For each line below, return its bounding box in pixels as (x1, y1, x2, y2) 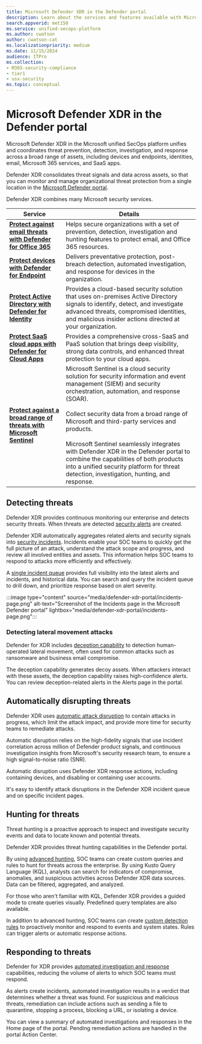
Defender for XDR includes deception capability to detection (6, 642, 156, 649)
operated (6, 648, 29, 655)
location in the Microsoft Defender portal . (6, 184, 109, 191)
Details (119, 210, 140, 218)
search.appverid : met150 (6, 20, 69, 26)
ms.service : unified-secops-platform (6, 25, 101, 32)
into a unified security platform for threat (66, 462, 180, 470)
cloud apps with (9, 340, 57, 348)
